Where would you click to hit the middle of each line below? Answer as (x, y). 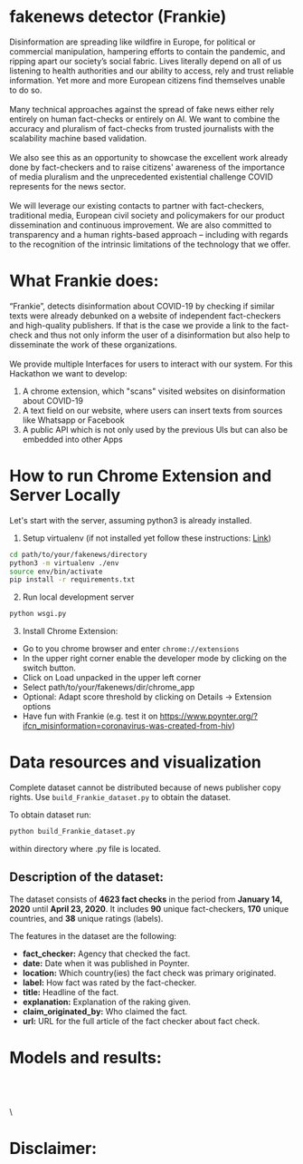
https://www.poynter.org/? (209, 716)
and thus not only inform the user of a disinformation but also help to (162, 335)
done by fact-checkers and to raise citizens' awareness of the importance (147, 167)
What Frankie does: (84, 281)
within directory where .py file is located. (85, 849)
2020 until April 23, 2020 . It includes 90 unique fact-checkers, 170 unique (149, 908)
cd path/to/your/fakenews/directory (78, 554)
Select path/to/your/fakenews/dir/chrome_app (109, 688)
